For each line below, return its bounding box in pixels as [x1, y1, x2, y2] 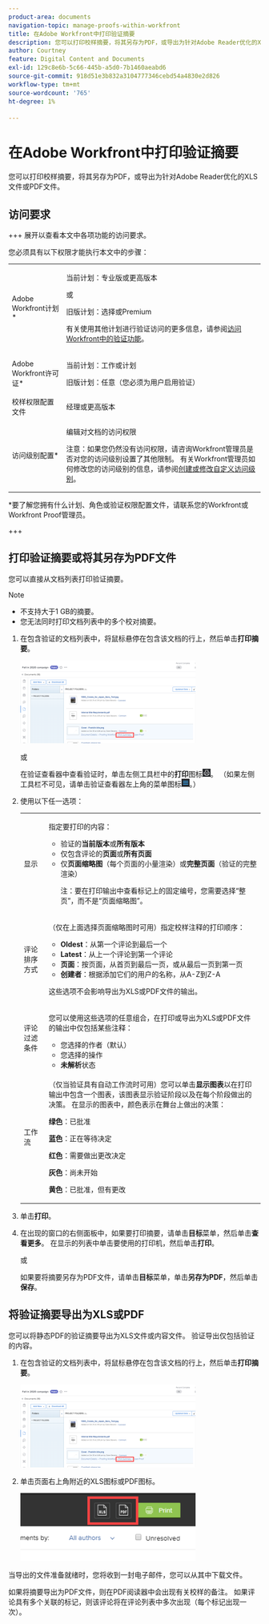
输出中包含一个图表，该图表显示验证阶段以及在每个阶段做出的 [48, 1090, 252, 1099]
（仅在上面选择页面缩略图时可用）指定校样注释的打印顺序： [48, 922, 246, 932]
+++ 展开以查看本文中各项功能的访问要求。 [8, 231, 151, 239]
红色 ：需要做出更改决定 [48, 1151, 126, 1160]
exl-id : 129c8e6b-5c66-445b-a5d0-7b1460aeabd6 [8, 64, 167, 72]
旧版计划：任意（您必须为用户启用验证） [66, 377, 200, 387]
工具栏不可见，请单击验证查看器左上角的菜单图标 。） [19, 779, 200, 789]
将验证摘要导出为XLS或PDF [8, 1308, 145, 1321]
